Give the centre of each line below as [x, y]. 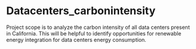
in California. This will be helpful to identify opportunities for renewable [94, 33]
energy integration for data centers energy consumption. [76, 40]
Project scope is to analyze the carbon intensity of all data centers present [98, 27]
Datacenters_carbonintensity [81, 11]
